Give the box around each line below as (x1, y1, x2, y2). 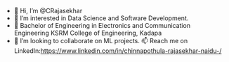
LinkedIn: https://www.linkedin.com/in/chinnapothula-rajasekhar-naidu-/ (13, 47, 222, 55)
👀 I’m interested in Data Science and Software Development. (13, 14, 189, 22)
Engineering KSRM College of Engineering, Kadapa (13, 29, 162, 37)
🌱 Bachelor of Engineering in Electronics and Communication (13, 22, 191, 29)
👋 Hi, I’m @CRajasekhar (13, 7, 83, 15)
